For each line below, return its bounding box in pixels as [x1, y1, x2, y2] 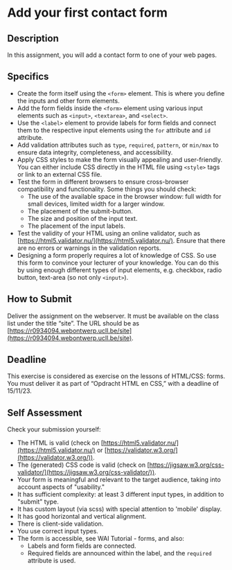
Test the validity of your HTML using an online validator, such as [17, 229, 201, 237]
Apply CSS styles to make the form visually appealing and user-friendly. [17, 155, 223, 163]
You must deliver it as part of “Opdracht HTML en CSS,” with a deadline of [7, 380, 220, 388]
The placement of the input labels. [27, 222, 126, 230]
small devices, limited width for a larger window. [27, 199, 165, 208]
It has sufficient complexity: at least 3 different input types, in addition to [17, 490, 224, 499]
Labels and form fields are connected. [27, 542, 136, 550]
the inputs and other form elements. [17, 96, 120, 105]
